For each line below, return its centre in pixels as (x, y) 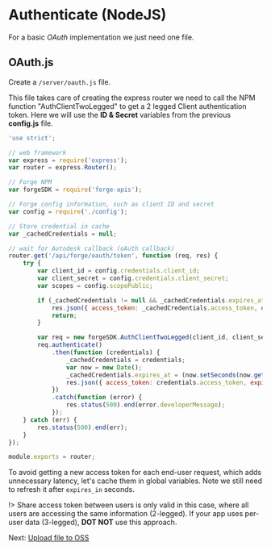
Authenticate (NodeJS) (88, 15)
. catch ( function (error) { (97, 398)
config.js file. (31, 123)
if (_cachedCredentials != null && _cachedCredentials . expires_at (151, 300)
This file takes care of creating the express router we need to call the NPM (132, 98)
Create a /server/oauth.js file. (60, 81)
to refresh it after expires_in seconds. (71, 490)
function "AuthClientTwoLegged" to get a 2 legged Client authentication (127, 106)
